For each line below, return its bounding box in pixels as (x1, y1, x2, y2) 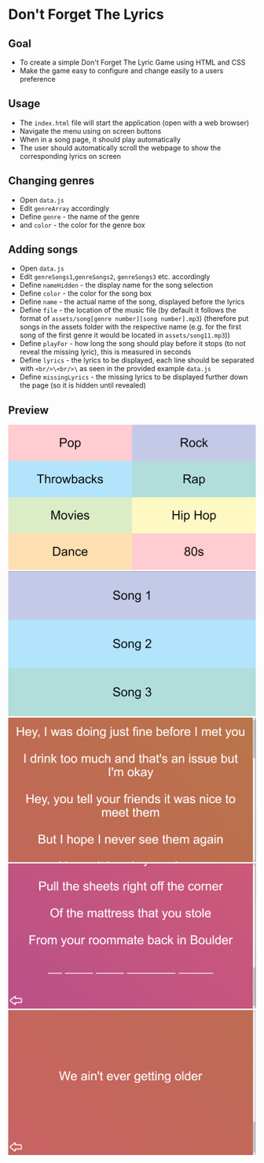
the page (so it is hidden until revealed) (19, 381, 147, 390)
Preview (8, 403, 49, 417)
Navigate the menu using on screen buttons (19, 126, 162, 135)
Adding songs (8, 243, 79, 256)
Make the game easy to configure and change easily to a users (19, 66, 224, 75)
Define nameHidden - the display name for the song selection (19, 281, 214, 290)
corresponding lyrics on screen (19, 151, 122, 160)
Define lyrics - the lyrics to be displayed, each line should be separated (19, 355, 255, 365)
